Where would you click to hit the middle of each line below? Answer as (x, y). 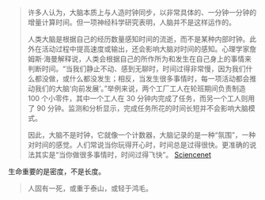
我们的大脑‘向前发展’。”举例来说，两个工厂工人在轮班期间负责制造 (140, 89)
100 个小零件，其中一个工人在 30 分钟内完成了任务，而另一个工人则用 (141, 98)
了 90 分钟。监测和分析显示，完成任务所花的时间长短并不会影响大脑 (138, 108)
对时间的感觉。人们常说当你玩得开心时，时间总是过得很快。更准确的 (138, 145)
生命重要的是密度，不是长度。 (57, 172)
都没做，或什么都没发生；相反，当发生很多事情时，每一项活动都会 (142, 79)
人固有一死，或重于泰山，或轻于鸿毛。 (90, 188)
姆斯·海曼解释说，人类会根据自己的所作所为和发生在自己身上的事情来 (139, 59)
